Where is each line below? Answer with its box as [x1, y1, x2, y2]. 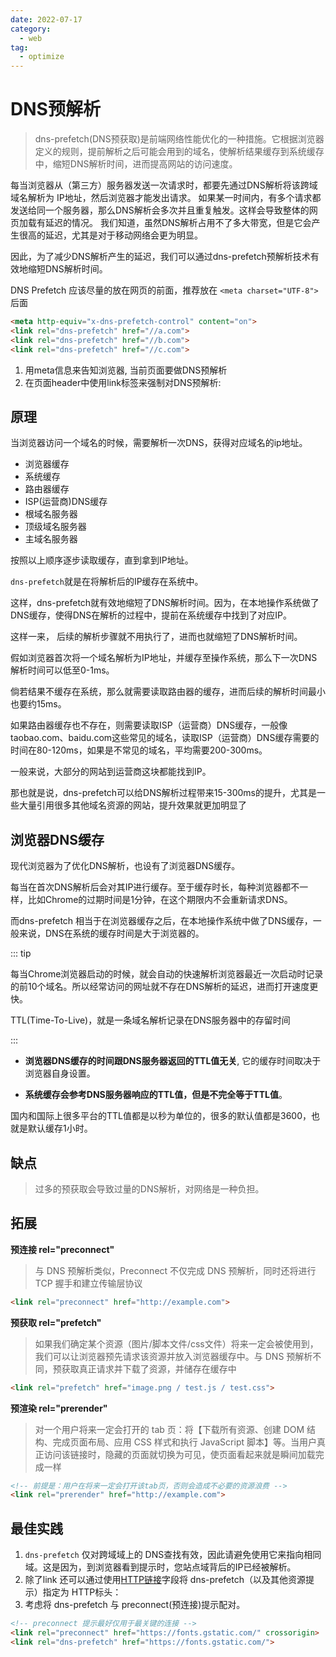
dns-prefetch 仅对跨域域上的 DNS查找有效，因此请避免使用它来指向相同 [24, 1549, 322, 1561]
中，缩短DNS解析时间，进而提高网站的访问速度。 [34, 158, 238, 170]
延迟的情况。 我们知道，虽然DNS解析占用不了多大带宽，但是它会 [44, 217, 312, 229]
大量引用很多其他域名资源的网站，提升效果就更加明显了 [18, 799, 247, 811]
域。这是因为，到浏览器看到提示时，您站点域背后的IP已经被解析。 [24, 1561, 297, 1573]
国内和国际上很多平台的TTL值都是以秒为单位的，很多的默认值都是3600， [10, 1110, 312, 1122]
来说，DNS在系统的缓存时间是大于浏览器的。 [18, 927, 205, 940]
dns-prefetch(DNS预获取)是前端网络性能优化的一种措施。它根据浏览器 [34, 133, 325, 145]
